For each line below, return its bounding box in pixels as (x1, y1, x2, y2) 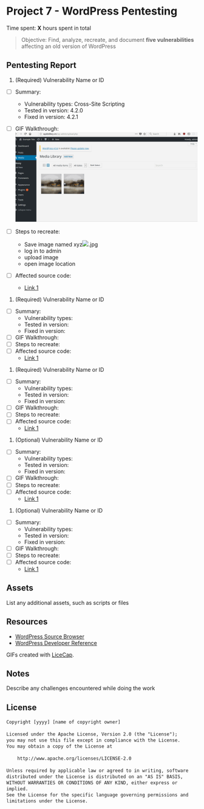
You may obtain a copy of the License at (6, 743, 113, 749)
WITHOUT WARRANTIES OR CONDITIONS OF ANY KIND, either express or (6, 780, 178, 786)
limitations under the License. (6, 798, 88, 804)
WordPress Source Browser (15, 633, 85, 640)
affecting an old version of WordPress (21, 43, 117, 50)
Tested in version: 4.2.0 (24, 106, 83, 114)
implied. (6, 786, 29, 792)
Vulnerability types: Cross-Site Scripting (24, 100, 125, 108)
